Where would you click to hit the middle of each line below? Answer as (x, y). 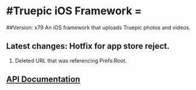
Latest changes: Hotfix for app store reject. (88, 46)
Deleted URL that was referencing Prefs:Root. (71, 60)
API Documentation (43, 80)
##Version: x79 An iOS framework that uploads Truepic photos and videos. (99, 27)
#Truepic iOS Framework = (74, 11)
